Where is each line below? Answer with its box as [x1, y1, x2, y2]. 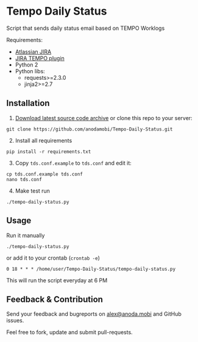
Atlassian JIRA [15, 48, 52, 55]
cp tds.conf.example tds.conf [6, 171, 83, 177]
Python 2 [15, 61, 38, 68]
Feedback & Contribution [6, 294, 104, 304]
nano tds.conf [6, 176, 43, 182]
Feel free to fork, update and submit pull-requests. [6, 329, 133, 336]
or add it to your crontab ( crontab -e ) [6, 254, 101, 262]
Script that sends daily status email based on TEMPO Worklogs [6, 24, 165, 32]
